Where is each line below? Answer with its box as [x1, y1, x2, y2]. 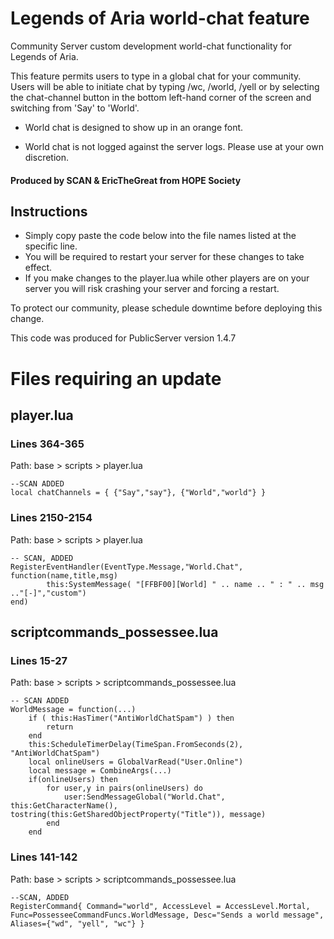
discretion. [24, 151, 70, 163]
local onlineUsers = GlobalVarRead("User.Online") [28, 757, 244, 767]
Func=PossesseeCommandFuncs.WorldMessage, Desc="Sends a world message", [10, 910, 325, 920]
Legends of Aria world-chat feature [10, 7, 310, 30]
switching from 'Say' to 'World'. [10, 102, 140, 114]
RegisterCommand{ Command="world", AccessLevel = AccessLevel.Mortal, [10, 901, 311, 911]
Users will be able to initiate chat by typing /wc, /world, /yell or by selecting [10, 80, 320, 92]
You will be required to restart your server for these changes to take [24, 251, 305, 263]
